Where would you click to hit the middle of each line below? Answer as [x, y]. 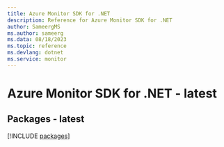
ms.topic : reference [37, 46]
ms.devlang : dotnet [35, 53]
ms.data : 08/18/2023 [37, 40]
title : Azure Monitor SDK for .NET [59, 14]
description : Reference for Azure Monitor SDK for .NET [90, 20]
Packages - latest [46, 119]
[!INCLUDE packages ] [39, 136]
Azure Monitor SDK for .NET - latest [112, 93]
